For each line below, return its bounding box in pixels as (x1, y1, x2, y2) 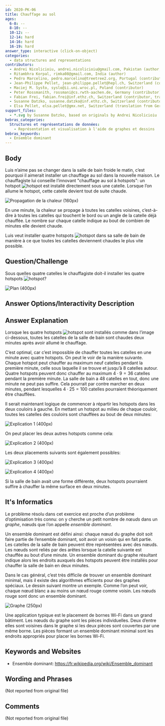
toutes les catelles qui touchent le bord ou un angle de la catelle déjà (17, 212, 157, 218)
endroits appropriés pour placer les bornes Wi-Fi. (5, 633, 105, 639)
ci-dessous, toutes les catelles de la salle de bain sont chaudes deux (5, 334, 144, 341)
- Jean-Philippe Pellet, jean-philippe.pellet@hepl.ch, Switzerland (9, 80, 153, 85)
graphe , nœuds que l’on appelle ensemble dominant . (5, 521, 112, 527)
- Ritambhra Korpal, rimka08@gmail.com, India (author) (9, 72, 126, 76)
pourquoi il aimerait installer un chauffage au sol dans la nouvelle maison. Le (5, 172, 160, 178)
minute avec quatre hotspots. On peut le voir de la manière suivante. (5, 354, 143, 360)
